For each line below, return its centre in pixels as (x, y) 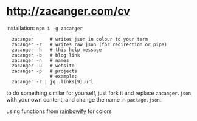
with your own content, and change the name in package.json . (84, 99)
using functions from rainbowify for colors (59, 111)
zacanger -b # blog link (46, 55)
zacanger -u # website (43, 66)
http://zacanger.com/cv (68, 11)
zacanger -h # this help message (57, 50)
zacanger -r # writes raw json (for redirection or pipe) (89, 44)
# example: (64, 76)
